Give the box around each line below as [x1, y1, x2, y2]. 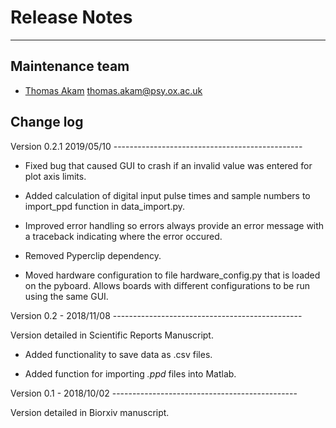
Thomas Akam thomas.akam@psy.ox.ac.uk [24, 84, 203, 96]
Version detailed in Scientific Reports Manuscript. [10, 329, 214, 341]
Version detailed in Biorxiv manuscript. [10, 406, 170, 418]
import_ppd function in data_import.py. [24, 200, 186, 212]
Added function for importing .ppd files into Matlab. [24, 367, 237, 380]
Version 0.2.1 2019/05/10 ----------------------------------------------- [10, 140, 303, 152]
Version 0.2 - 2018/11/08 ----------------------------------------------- [10, 309, 303, 321]
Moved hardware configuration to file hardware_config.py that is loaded [24, 269, 321, 281]
